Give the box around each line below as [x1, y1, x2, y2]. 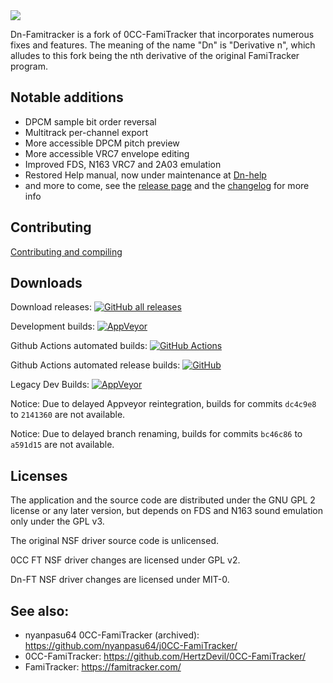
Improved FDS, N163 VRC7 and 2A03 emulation [24, 158, 222, 170]
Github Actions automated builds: [10, 340, 148, 352]
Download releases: [10, 301, 92, 313]
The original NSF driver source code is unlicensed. [10, 535, 220, 547]
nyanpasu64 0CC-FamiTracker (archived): [24, 629, 200, 641]
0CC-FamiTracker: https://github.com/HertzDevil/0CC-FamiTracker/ [24, 650, 307, 663]
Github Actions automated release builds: [10, 359, 181, 371]
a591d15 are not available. [10, 439, 115, 451]
